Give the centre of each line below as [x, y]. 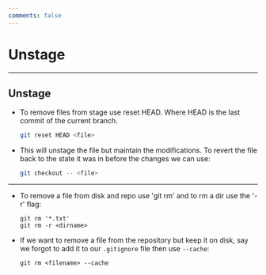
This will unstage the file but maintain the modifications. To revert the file [139, 150]
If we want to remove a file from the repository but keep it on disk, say [134, 240]
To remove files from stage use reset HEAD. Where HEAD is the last [129, 112]
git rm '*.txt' [45, 219]
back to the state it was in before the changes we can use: [115, 159]
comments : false [35, 15]
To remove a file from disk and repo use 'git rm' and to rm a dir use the [135, 196]
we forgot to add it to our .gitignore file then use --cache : [114, 249]
